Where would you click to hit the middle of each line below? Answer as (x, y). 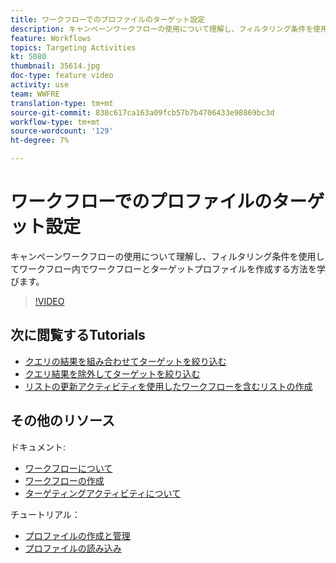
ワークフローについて (68, 468)
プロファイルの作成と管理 (77, 535)
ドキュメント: (38, 447)
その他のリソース (62, 421)
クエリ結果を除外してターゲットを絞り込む (112, 373)
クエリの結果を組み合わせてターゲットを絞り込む (125, 361)
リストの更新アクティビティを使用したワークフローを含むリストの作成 (168, 386)
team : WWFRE (35, 94)
